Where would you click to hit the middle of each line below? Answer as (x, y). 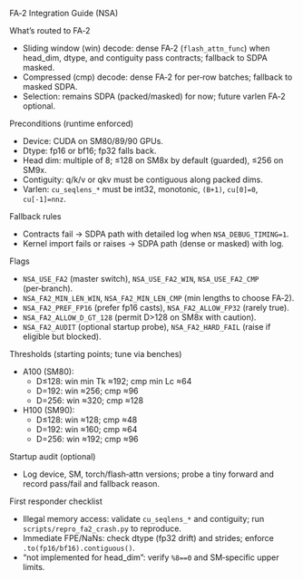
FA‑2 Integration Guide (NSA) (64, 13)
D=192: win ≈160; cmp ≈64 (87, 429)
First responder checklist (56, 501)
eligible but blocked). (62, 336)
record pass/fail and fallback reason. (91, 483)
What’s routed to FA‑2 (50, 30)
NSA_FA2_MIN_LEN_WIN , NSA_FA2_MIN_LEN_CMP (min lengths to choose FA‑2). (158, 298)
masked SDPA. (50, 87)
